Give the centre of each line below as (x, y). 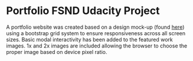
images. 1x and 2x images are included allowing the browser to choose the (97, 46)
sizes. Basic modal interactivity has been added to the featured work (89, 39)
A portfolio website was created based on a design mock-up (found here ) (95, 27)
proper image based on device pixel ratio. (57, 52)
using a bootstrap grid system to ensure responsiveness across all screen (96, 33)
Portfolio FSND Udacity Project (83, 11)
